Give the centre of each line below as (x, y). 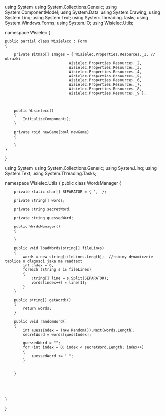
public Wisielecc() (34, 111)
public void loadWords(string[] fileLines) (59, 248)
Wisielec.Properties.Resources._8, (105, 89)
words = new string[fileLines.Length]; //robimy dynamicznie (88, 257)
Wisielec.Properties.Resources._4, (105, 72)
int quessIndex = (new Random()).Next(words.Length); (79, 330)
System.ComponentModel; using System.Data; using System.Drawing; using (82, 12)
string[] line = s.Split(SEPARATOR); (70, 278)
